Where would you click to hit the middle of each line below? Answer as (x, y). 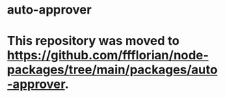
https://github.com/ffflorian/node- (108, 55)
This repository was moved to (93, 41)
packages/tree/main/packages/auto (112, 70)
